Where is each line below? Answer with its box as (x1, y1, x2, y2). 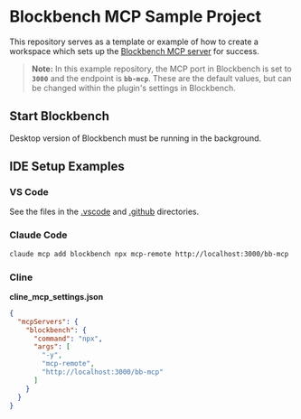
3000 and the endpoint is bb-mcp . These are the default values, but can (31, 72, 292, 83)
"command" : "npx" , (33, 334, 103, 343)
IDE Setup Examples (9, 159, 125, 174)
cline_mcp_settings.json (9, 291, 104, 302)
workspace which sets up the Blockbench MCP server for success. (9, 45, 259, 56)
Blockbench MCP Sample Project (9, 6, 262, 27)
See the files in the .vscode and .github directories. (9, 206, 200, 218)
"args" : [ (33, 342, 71, 351)
